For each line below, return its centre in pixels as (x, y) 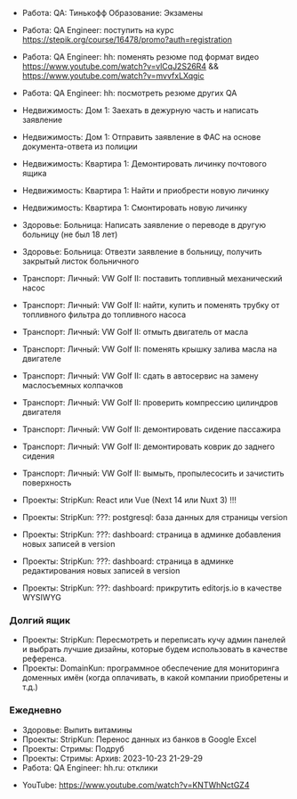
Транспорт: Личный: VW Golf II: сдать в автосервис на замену (140, 376)
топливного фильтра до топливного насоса (104, 314)
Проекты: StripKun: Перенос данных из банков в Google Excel (139, 739)
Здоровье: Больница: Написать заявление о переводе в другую (144, 225)
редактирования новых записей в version (101, 571)
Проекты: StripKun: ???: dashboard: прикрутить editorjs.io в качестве (152, 588)
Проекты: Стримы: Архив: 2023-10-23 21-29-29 (112, 758)
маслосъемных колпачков (72, 385)
